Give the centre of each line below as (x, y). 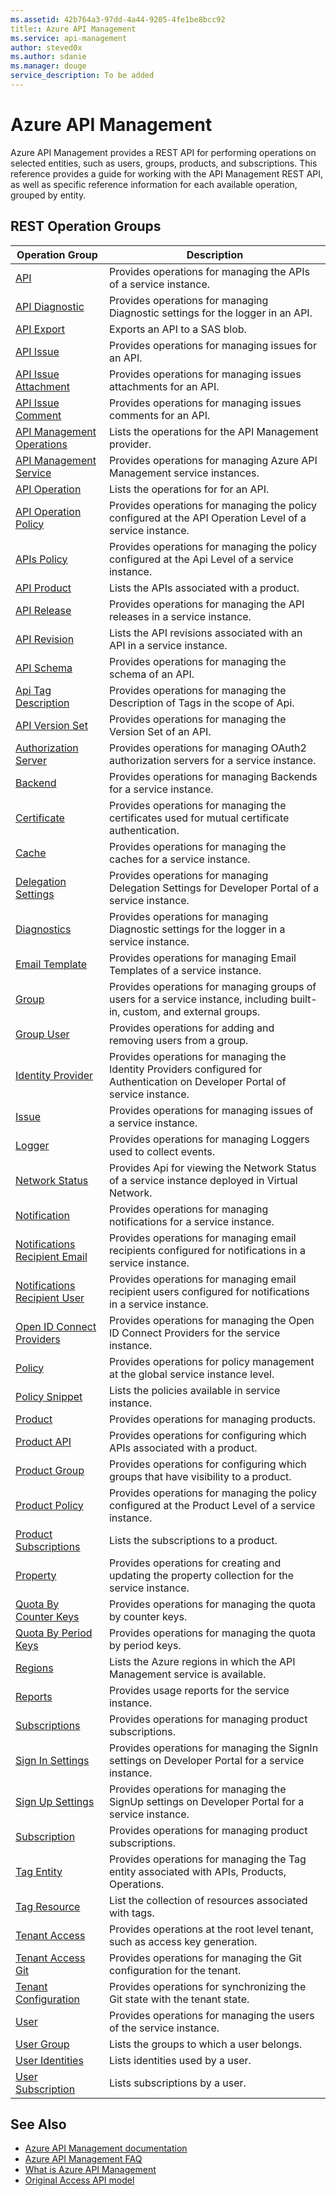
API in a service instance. (168, 645)
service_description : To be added (82, 76)
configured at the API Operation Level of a (207, 518)
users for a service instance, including (198, 999)
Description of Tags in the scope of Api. (201, 703)
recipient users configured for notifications (209, 1291)
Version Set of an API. (160, 731)
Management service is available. (187, 1674)
